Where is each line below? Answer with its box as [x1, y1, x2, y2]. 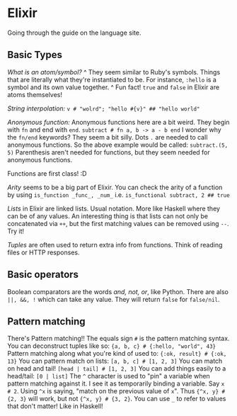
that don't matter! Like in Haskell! [7, 402, 104, 410]
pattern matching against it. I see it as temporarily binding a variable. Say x [7, 379, 225, 388]
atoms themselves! [7, 90, 62, 99]
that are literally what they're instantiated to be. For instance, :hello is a [7, 75, 217, 84]
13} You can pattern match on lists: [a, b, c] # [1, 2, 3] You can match [7, 356, 223, 366]
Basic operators [7, 269, 79, 281]
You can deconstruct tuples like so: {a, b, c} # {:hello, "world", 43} [7, 342, 216, 350]
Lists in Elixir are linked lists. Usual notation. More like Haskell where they [7, 204, 221, 213]
